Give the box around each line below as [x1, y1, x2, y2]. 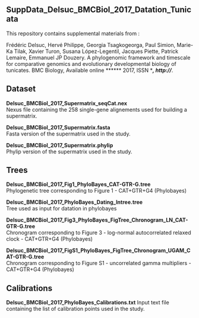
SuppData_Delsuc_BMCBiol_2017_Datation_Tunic [6, 5, 192, 15]
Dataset [6, 84, 36, 94]
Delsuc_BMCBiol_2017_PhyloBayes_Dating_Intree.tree [6, 199, 143, 206]
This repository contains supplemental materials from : [6, 30, 140, 37]
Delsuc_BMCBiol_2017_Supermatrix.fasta [6, 124, 110, 131]
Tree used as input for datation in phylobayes [6, 205, 117, 212]
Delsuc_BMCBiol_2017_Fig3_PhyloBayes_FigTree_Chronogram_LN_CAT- [6, 216, 188, 223]
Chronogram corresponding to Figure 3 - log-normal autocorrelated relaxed [6, 229, 191, 237]
